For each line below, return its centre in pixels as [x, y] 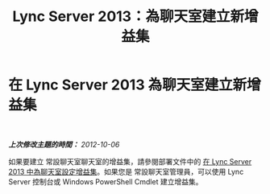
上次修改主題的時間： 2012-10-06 [64, 144]
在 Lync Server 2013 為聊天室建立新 [128, 85]
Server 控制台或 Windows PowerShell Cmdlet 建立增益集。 [106, 181]
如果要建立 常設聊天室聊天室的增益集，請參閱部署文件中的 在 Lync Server [130, 161]
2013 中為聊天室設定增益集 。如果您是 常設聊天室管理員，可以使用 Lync [126, 171]
